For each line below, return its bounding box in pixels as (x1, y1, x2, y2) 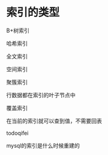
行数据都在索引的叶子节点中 (6, 91, 76, 98)
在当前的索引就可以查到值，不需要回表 (6, 117, 102, 125)
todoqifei (6, 129, 29, 137)
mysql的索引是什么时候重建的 (6, 142, 80, 149)
